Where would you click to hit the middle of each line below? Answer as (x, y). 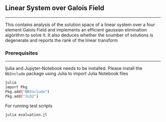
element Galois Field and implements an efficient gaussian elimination (76, 30)
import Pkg (16, 87)
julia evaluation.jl (26, 115)
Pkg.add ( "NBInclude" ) (27, 91)
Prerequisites (21, 53)
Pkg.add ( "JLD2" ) (22, 96)
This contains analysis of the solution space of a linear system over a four (80, 25)
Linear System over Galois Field (55, 8)
